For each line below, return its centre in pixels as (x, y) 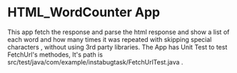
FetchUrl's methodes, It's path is (55, 55)
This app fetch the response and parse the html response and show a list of (118, 32)
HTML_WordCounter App (84, 12)
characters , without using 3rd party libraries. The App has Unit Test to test (117, 47)
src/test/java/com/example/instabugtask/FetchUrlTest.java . (95, 62)
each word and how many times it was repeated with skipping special (110, 39)
